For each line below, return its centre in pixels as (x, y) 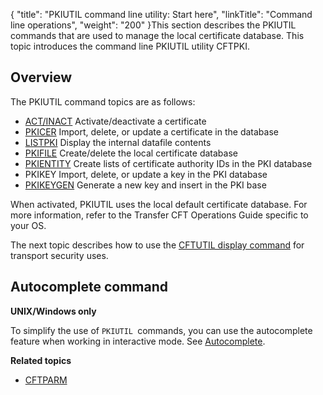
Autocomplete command (89, 287)
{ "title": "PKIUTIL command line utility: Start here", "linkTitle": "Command (161, 14)
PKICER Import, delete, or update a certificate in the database (151, 131)
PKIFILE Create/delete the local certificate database (131, 153)
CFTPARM (46, 380)
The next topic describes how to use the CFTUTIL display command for (157, 245)
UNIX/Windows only (53, 311)
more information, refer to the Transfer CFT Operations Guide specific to (159, 215)
